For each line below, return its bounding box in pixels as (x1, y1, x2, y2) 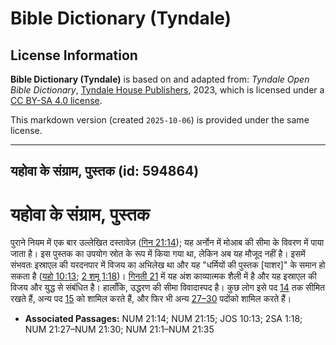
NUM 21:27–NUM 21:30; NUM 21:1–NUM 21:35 (24, 323, 215, 336)
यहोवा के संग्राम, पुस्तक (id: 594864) (10, 163, 200, 180)
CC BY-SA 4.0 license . (10, 95, 103, 106)
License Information (10, 47, 138, 64)
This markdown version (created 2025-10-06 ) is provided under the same (10, 114, 310, 126)
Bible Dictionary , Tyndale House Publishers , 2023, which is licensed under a (10, 84, 325, 96)
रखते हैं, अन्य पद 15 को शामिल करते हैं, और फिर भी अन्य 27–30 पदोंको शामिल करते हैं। (10, 293, 292, 305)
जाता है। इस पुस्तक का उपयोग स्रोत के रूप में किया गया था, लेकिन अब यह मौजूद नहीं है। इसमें (10, 248, 306, 260)
